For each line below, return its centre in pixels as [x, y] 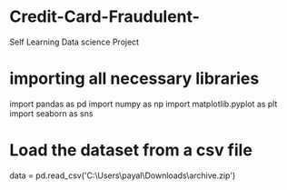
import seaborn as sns [51, 113]
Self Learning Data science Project [74, 42]
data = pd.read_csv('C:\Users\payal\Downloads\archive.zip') [123, 175]
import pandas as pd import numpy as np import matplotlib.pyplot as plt [143, 104]
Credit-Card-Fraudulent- [104, 17]
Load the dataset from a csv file [131, 150]
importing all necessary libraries [134, 79]
